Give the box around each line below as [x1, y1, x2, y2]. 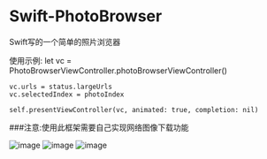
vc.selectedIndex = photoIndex [9, 90, 125, 99]
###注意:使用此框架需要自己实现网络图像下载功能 [9, 122, 189, 132]
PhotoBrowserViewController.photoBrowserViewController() [9, 64, 228, 76]
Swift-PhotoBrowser [9, 6, 163, 26]
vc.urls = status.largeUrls [9, 82, 113, 91]
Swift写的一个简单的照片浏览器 [9, 36, 121, 47]
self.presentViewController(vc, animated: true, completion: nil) [9, 105, 259, 114]
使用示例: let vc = [9, 55, 72, 65]
